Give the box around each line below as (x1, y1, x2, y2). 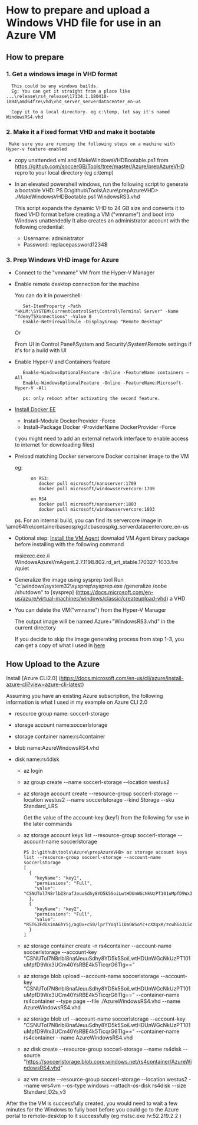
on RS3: (30, 475, 49, 481)
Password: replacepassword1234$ (23, 241, 108, 248)
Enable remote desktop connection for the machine (14, 281, 140, 288)
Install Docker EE (14, 406, 56, 413)
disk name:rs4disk (14, 756, 60, 763)
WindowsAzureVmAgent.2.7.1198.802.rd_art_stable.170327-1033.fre (14, 559, 179, 566)
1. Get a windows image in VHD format (6, 70, 118, 78)
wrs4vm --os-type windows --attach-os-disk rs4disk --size (41, 1082, 187, 1089)
